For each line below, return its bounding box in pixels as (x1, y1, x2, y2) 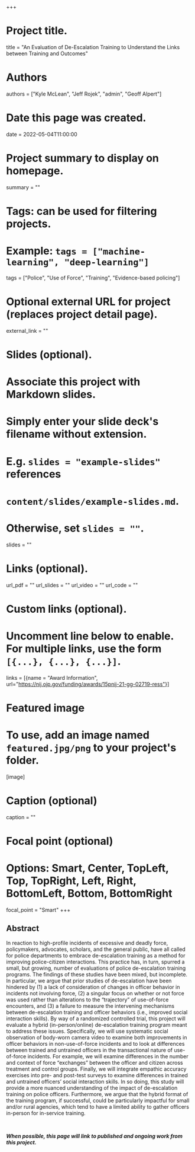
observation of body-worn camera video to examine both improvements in (6, 1033, 187, 1041)
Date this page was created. (6, 111, 147, 125)
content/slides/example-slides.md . (6, 494, 179, 508)
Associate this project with (6, 375, 141, 389)
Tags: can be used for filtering (6, 204, 157, 218)
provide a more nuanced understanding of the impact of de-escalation (6, 1084, 178, 1091)
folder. (6, 754, 40, 767)
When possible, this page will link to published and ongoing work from (6, 1132, 183, 1140)
